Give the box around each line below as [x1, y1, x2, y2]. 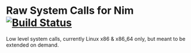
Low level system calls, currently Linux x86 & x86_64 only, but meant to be [6, 35, 186, 42]
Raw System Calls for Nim [6, 4, 134, 17]
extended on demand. [6, 41, 60, 48]
